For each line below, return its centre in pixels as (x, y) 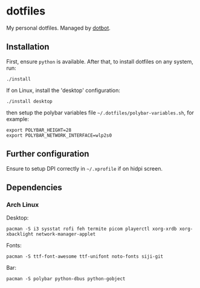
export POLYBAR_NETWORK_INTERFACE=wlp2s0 (59, 135)
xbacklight (20, 234)
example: (18, 119)
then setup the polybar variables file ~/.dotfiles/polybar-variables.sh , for (100, 113)
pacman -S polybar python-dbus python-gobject (66, 279)
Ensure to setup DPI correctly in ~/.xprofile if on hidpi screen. (85, 168)
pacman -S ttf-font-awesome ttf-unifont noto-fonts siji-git (85, 257)
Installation (28, 47)
